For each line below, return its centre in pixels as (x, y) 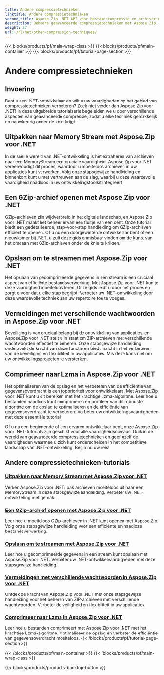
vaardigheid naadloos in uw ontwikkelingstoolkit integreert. (64, 182)
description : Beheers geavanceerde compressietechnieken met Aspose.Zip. (82, 23)
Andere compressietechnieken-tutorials (68, 462)
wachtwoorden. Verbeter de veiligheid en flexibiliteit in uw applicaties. (75, 604)
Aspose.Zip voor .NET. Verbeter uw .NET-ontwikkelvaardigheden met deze (80, 560)
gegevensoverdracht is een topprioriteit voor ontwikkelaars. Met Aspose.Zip (82, 391)
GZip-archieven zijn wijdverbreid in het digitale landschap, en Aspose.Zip (79, 217)
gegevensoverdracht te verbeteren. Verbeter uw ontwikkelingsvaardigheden (82, 412)
